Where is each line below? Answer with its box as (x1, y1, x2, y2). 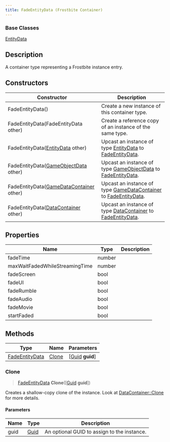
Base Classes (5, 24, 39, 31)
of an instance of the (101, 123, 151, 130)
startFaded (8, 312, 34, 319)
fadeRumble (8, 288, 37, 295)
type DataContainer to (101, 207, 154, 214)
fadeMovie (8, 304, 33, 311)
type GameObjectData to (101, 165, 160, 172)
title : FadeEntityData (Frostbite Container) (5, 7, 103, 13)
